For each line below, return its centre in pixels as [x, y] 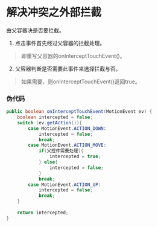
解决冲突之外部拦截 [54, 12]
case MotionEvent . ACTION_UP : [65, 185]
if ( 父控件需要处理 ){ [61, 151]
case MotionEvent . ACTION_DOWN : [67, 128]
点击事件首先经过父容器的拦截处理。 [60, 43]
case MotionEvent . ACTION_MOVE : [67, 145]
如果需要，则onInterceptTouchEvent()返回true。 [81, 82]
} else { [48, 162]
